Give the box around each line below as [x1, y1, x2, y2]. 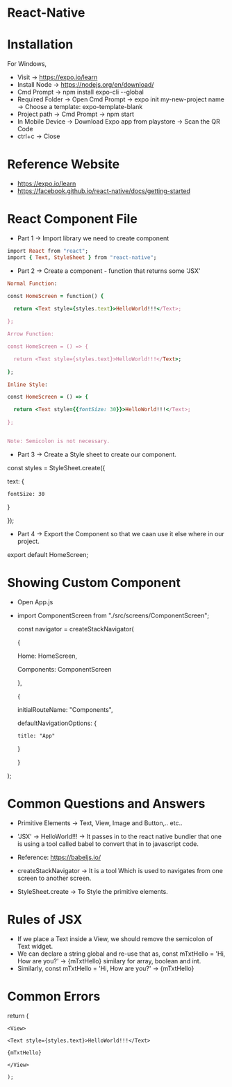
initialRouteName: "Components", [17, 705, 113, 713]
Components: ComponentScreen [17, 665, 112, 673]
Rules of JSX [7, 911, 83, 927]
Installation [7, 37, 74, 53]
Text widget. [17, 942, 53, 950]
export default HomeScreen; [7, 550, 89, 558]
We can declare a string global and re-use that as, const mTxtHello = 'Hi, [17, 949, 226, 958]
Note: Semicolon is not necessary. [7, 438, 110, 445]
